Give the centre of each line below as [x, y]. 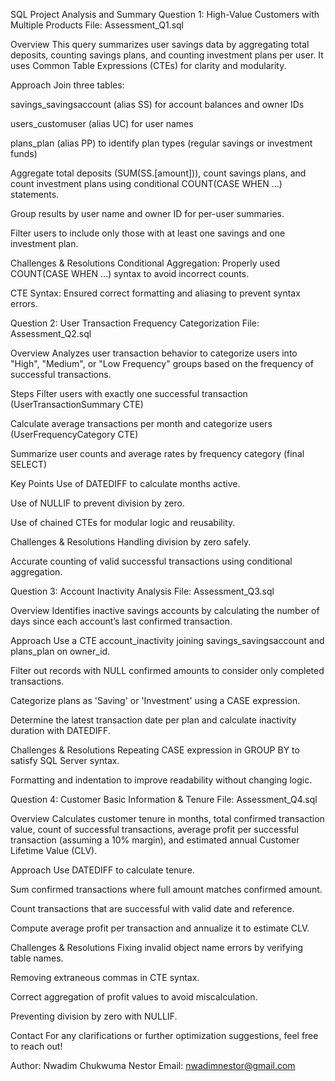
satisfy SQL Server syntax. [65, 760]
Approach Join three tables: [67, 85]
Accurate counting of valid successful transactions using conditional [151, 561]
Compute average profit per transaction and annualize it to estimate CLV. [160, 928]
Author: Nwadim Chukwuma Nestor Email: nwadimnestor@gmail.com [153, 1065]
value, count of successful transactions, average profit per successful [154, 829]
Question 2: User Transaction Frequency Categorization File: [135, 323]
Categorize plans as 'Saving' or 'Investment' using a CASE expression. [155, 700]
